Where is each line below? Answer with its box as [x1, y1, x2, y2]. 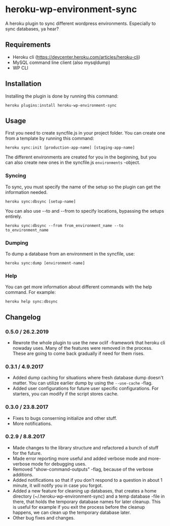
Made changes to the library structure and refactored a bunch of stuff [12, 444, 159, 450]
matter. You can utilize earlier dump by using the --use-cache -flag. [12, 380, 153, 386]
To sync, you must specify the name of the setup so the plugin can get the [5, 184, 161, 190]
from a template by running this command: [5, 136, 94, 142]
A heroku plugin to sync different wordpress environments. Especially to [5, 20, 156, 26]
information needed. [5, 189, 48, 195]
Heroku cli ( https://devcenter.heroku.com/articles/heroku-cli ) [12, 54, 141, 60]
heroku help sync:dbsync [5, 299, 58, 304]
